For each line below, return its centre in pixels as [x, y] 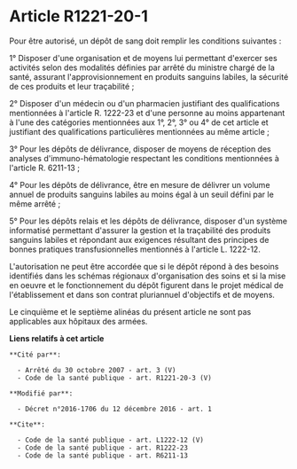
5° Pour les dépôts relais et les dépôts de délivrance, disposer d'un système [148, 221]
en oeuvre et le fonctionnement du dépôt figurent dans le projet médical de [146, 285]
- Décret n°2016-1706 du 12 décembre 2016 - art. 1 [115, 409]
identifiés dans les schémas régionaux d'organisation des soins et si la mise [148, 276]
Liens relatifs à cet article [57, 338]
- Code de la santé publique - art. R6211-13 [103, 455]
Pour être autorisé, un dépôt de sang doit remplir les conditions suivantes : [145, 41]
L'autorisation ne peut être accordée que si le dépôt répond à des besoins [144, 266]
